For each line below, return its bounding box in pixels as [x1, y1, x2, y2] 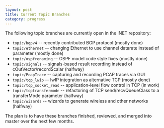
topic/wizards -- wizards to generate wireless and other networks [12, 98, 148, 104]
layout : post [5, 7, 32, 12]
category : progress [5, 16, 46, 21]
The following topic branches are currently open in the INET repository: [5, 30, 151, 36]
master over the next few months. [5, 118, 75, 125]
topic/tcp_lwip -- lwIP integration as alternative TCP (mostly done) [12, 77, 151, 83]
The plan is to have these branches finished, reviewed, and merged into [5, 113, 152, 119]
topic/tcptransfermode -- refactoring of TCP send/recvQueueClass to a [12, 88, 160, 94]
